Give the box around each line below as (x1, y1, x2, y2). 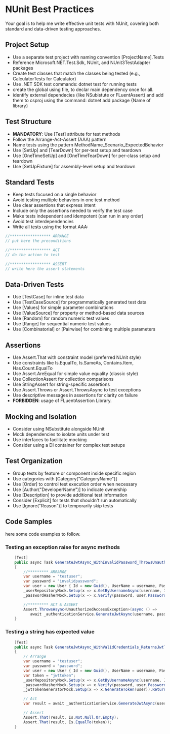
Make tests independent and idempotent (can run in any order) (12, 213, 144, 219)
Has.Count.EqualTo (12, 365, 53, 372)
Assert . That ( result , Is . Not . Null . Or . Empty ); (23, 715, 119, 720)
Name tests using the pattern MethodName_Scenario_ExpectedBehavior (12, 141, 163, 148)
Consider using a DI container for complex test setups (12, 442, 125, 448)
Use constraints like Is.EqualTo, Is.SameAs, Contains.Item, (12, 360, 134, 366)
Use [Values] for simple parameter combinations (12, 304, 114, 311)
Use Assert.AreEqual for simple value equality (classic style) (12, 371, 138, 377)
